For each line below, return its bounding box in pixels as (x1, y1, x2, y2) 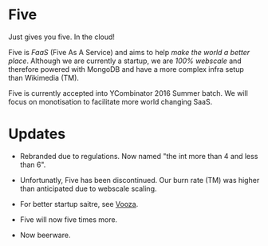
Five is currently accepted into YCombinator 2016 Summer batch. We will (8, 88, 249, 97)
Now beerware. (19, 230, 71, 240)
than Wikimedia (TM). (8, 73, 80, 82)
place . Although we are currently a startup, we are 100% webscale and (8, 56, 242, 65)
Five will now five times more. (19, 214, 118, 224)
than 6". (19, 160, 46, 169)
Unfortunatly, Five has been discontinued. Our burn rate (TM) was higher (19, 175, 260, 184)
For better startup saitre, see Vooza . (19, 199, 139, 208)
